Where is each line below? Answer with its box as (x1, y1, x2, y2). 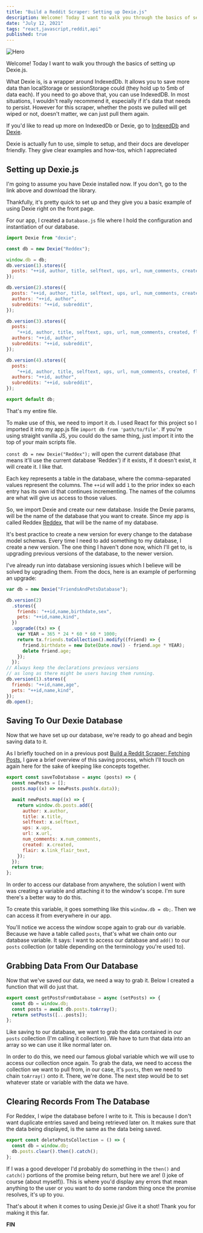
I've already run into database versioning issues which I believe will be (6, 562, 181, 569)
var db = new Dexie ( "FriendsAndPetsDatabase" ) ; (6, 586, 129, 592)
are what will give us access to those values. (6, 494, 118, 501)
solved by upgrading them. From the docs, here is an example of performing (6, 568, 196, 575)
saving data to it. (6, 738, 48, 745)
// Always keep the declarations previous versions (6, 665, 139, 671)
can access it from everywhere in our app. (6, 912, 112, 919)
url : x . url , (22, 830, 53, 837)
